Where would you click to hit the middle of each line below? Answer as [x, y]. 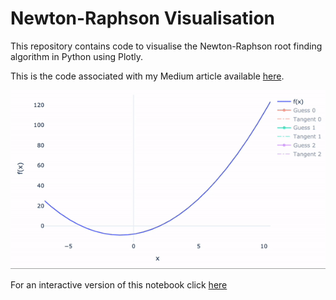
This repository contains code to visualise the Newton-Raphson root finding [166, 46]
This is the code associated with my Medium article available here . [147, 76]
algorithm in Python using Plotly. [77, 56]
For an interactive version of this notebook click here [119, 284]
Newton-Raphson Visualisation [143, 18]
